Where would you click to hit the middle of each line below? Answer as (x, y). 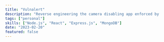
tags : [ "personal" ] (25, 18)
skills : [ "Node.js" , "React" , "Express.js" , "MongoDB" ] (63, 23)
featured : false (22, 32)
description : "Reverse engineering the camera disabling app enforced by (82, 14)
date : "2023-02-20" (25, 28)
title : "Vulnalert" (25, 9)
